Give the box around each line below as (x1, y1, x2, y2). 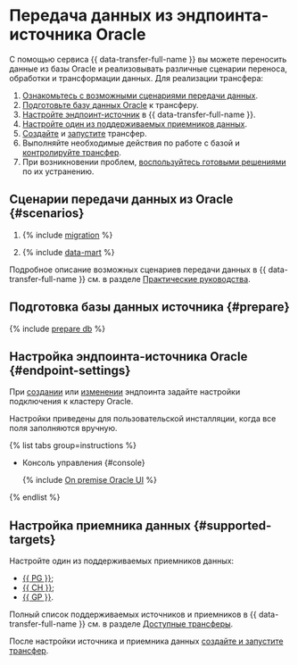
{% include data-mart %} (21, 246, 115, 257)
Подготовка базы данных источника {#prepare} (9, 300, 290, 315)
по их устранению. (21, 166, 95, 177)
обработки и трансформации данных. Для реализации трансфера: (9, 72, 264, 83)
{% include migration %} (21, 229, 113, 240)
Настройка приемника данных (9, 518, 192, 533)
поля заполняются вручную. (9, 423, 118, 434)
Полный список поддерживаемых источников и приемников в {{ (9, 609, 257, 620)
